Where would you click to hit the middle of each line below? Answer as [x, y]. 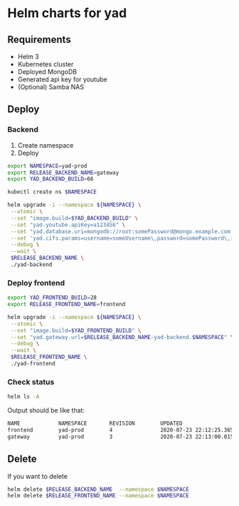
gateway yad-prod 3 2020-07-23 [100, 437]
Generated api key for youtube [63, 79]
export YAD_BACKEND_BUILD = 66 [51, 179]
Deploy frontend [36, 283]
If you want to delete [37, 476]
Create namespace [46, 145]
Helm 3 [28, 56]
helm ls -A [23, 397]
